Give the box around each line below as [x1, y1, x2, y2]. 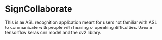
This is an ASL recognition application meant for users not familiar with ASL [5, 19, 157, 25]
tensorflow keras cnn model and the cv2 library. [5, 29, 102, 35]
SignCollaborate [5, 3, 72, 14]
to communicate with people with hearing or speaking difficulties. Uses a [5, 24, 152, 30]
